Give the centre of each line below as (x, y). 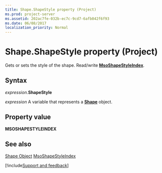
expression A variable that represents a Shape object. (59, 102)
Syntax (16, 81)
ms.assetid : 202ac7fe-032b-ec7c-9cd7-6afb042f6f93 (57, 19)
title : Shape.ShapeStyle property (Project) (51, 10)
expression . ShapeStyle (29, 92)
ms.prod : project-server (30, 14)
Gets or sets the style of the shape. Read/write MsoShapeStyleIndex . (75, 65)
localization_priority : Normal (37, 28)
